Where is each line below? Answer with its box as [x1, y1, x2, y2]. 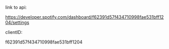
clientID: [5, 29, 23, 35]
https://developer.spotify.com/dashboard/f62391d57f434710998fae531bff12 [5, 14, 164, 20]
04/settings [5, 20, 29, 25]
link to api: [5, 5, 27, 10]
